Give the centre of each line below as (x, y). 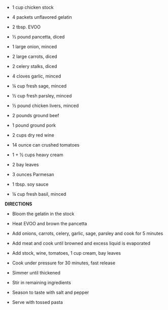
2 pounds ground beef (36, 115)
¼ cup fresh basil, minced (39, 194)
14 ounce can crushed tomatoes (46, 145)
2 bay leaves (25, 165)
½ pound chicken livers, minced (45, 106)
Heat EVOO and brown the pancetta (49, 223)
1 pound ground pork (34, 125)
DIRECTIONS (19, 204)
